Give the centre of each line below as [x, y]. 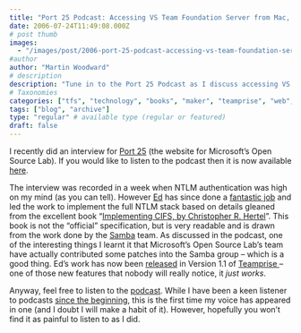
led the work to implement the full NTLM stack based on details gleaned [142, 206]
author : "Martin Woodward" [60, 68]
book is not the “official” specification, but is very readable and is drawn [142, 226]
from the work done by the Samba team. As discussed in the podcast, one [146, 235]
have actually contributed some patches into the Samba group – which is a [147, 254]
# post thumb [34, 34]
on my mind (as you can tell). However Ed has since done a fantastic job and [150, 197]
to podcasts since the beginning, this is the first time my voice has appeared [150, 300]
